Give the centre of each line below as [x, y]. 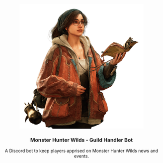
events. [81, 156]
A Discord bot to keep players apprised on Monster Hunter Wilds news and [81, 151]
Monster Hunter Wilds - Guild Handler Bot [81, 140]
